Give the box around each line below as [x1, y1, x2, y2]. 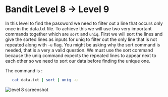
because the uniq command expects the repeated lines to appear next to [5, 52, 156, 59]
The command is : [5, 67, 43, 74]
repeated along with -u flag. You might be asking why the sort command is [5, 41, 160, 47]
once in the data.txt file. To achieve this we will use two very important [5, 25, 152, 31]
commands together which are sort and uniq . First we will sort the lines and [5, 31, 163, 37]
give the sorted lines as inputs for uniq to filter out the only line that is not [5, 36, 157, 42]
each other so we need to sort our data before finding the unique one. [5, 58, 150, 64]
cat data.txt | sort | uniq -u [12, 77, 78, 82]
